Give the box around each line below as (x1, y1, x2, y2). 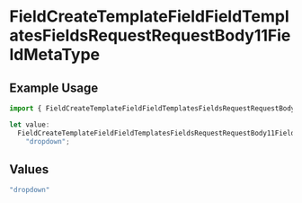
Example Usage (9, 80, 99, 95)
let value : (9, 119, 50, 129)
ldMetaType (9, 45, 101, 65)
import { (9, 104, 42, 113)
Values (9, 162, 49, 177)
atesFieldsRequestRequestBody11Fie (9, 25, 291, 46)
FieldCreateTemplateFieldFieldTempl (9, 6, 289, 27)
